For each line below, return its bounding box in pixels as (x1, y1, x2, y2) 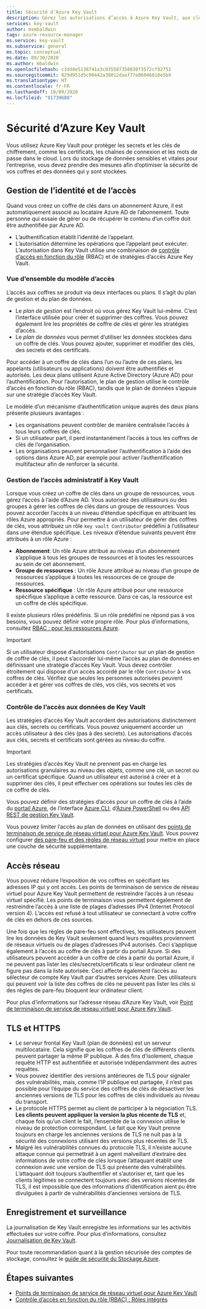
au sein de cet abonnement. (15, 560, 86, 568)
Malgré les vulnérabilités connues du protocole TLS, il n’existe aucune (15, 1144, 192, 1151)
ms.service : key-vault (6, 37, 64, 44)
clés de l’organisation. (15, 441, 71, 448)
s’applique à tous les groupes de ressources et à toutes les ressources (15, 554, 194, 561)
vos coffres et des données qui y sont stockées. (6, 167, 128, 175)
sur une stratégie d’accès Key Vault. (6, 391, 97, 398)
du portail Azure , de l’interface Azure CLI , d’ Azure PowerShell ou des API (6, 804, 190, 812)
